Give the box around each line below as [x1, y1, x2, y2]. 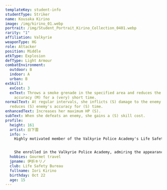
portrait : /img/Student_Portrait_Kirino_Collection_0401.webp [5, 26, 137, 31]
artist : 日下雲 [9, 127, 39, 132]
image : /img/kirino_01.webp [5, 21, 64, 26]
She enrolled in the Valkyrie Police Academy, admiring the [14, 150, 141, 155]
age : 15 [9, 177, 26, 183]
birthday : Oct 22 [9, 173, 46, 178]
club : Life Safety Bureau [9, 163, 64, 169]
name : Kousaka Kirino [5, 16, 50, 21]
